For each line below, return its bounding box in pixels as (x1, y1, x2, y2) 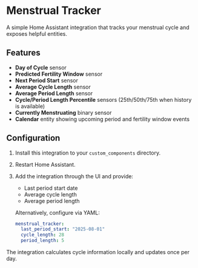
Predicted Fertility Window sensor (15, 70, 103, 78)
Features (6, 48, 41, 58)
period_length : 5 (21, 238, 65, 244)
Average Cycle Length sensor (15, 83, 91, 90)
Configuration (6, 133, 61, 143)
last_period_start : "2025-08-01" (21, 226, 105, 232)
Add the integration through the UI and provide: (15, 172, 133, 179)
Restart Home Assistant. (15, 161, 76, 168)
